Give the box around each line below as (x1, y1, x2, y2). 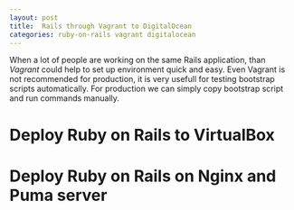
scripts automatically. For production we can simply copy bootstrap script (9, 83, 284, 95)
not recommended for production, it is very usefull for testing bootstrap (9, 74, 276, 85)
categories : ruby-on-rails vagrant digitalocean (9, 30, 196, 39)
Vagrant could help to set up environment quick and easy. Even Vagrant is (9, 64, 286, 75)
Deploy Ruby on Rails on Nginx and (9, 166, 277, 186)
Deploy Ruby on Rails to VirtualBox (9, 124, 276, 145)
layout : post (9, 13, 59, 23)
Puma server (9, 185, 108, 205)
